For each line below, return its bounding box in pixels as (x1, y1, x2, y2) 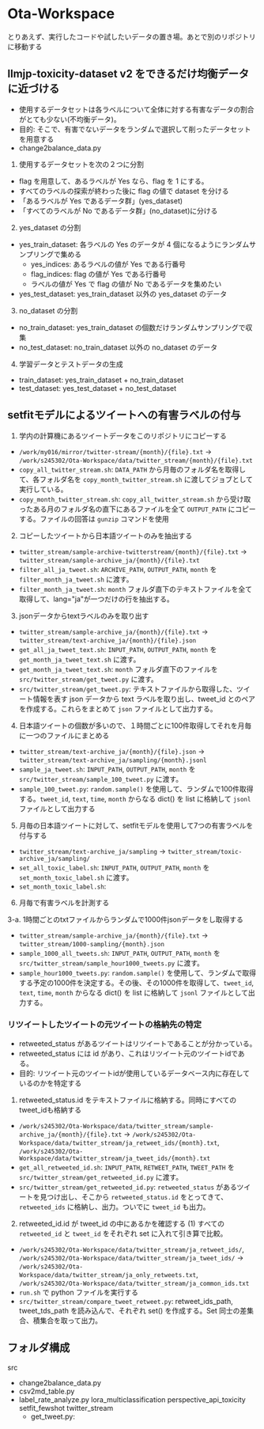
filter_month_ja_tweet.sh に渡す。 (18, 574, 134, 584)
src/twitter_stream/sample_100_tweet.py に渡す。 (18, 774, 183, 783)
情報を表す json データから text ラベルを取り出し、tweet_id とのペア (32, 694, 256, 703)
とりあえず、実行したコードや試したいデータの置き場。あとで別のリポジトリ (7, 32, 256, 41)
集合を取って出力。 (40, 1315, 103, 1325)
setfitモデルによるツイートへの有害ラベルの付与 (7, 408, 242, 422)
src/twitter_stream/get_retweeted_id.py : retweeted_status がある (18, 1182, 238, 1192)
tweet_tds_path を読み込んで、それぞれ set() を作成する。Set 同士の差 (18, 1306, 247, 1315)
